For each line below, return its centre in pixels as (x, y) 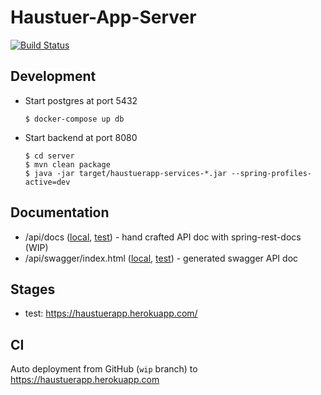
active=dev (47, 182)
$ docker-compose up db (74, 119)
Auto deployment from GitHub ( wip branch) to (104, 369)
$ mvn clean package (67, 164)
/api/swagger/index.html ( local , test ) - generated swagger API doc (161, 258)
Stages (33, 289)
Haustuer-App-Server (103, 17)
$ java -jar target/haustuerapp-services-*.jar (125, 173)
